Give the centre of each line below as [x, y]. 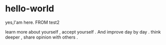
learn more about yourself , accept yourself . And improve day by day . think [83, 32]
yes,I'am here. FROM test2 [32, 22]
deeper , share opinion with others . [41, 37]
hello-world [30, 9]
